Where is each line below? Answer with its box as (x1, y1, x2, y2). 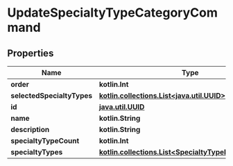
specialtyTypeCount (10, 136, 80, 145)
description (10, 125, 50, 134)
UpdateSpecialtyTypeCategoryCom (7, 5, 218, 21)
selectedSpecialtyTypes (10, 91, 92, 100)
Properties (7, 47, 54, 59)
